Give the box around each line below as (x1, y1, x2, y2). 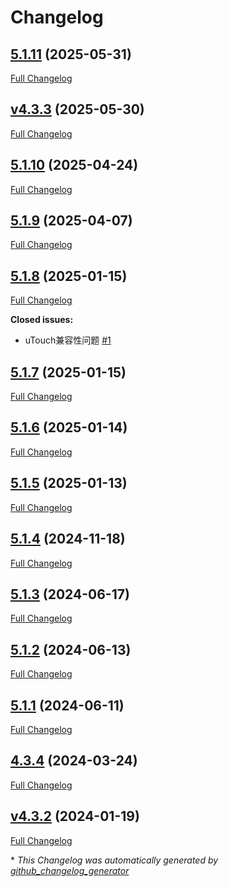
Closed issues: (10, 314, 74, 326)
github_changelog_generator (10, 864, 130, 876)
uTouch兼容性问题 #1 (24, 334, 112, 346)
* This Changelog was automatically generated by (10, 854, 219, 866)
